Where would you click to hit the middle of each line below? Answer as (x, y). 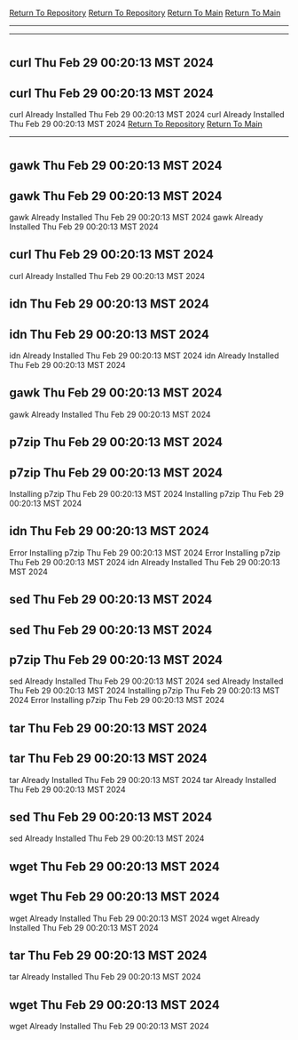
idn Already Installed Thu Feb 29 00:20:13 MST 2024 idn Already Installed (144, 356)
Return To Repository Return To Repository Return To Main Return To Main (145, 13)
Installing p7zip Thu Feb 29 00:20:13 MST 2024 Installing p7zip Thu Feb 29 (146, 494)
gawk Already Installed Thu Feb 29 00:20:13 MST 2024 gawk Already (136, 217)
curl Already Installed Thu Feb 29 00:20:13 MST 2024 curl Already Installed (147, 114)
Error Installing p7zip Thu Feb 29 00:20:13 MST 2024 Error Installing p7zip (145, 552)
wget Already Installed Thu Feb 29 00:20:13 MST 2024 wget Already (134, 918)
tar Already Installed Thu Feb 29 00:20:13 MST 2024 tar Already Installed (143, 780)
